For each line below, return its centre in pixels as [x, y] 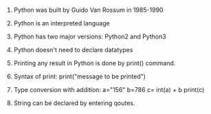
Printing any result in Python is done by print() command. [95, 63]
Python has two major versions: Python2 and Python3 [90, 36]
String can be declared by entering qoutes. [74, 103]
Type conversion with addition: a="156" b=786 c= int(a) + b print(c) [109, 90]
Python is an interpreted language [62, 23]
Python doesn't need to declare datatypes [73, 50]
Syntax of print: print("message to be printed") [80, 76]
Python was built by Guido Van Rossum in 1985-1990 [88, 10]
